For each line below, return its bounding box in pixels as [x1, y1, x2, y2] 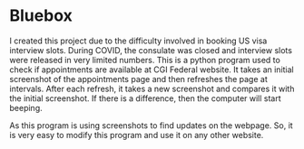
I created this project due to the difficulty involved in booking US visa [9, 35, 268, 46]
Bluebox [9, 5, 73, 26]
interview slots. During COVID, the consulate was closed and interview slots [9, 44, 293, 55]
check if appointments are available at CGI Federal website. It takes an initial [9, 64, 295, 75]
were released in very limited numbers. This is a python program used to [9, 54, 281, 65]
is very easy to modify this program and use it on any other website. [9, 129, 264, 140]
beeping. [9, 102, 43, 113]
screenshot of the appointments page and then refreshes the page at [9, 73, 268, 84]
